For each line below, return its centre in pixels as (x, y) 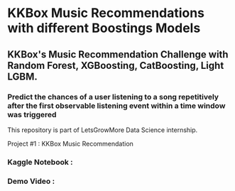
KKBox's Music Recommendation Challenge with (118, 54)
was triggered (32, 114)
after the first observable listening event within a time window (116, 106)
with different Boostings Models (104, 28)
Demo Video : (31, 181)
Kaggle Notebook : (40, 162)
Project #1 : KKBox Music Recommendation (70, 143)
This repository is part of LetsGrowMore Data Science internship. (103, 130)
